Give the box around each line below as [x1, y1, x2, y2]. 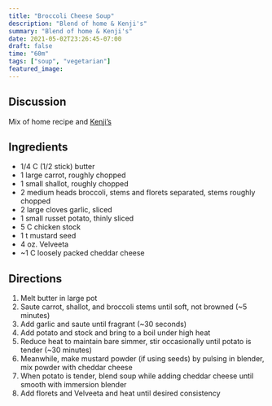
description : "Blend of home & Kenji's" [8, 20, 148, 28]
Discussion [8, 95, 67, 109]
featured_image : [8, 65, 64, 73]
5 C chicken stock [20, 222, 81, 232]
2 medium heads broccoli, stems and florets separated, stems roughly [20, 188, 256, 198]
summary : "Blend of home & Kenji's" [8, 27, 133, 35]
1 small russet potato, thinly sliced [20, 213, 134, 224]
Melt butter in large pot [20, 294, 98, 303]
